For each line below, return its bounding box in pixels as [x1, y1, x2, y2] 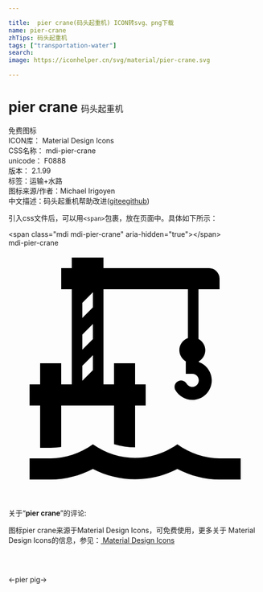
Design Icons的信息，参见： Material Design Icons [8, 535, 175, 544]
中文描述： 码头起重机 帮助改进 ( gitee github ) [8, 196, 150, 205]
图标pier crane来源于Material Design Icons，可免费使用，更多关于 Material [8, 525, 256, 535]
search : [8, 49, 35, 57]
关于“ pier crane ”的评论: [8, 508, 87, 518]
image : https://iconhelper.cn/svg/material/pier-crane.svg [8, 56, 211, 64]
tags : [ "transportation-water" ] [8, 41, 117, 49]
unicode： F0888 [8, 155, 67, 165]
